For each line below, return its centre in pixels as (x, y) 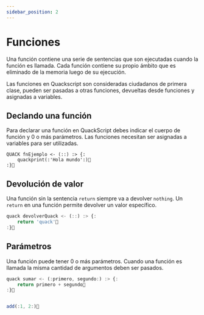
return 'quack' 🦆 (38, 222)
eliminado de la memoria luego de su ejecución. (66, 72)
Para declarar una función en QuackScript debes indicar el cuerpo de (93, 130)
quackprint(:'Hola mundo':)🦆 (54, 160)
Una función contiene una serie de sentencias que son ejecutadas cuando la (102, 59)
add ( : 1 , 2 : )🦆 (23, 306)
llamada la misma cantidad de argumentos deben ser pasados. (85, 267)
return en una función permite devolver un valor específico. (82, 205)
